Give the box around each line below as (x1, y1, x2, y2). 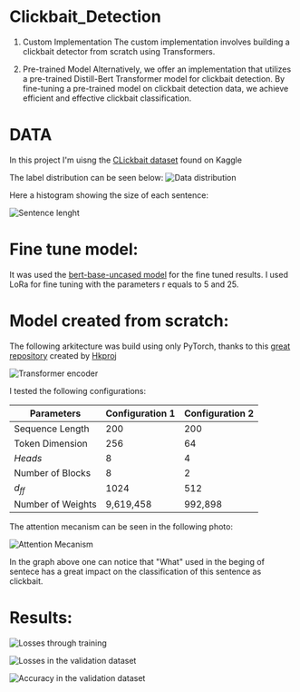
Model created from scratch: (9, 311, 229, 331)
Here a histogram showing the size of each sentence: (9, 189, 208, 201)
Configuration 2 (184, 407, 255, 420)
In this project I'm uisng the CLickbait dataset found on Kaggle (9, 154, 243, 165)
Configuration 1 (105, 407, 176, 420)
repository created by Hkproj (9, 350, 117, 361)
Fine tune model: (9, 239, 139, 260)
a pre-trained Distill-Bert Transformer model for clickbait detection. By (22, 73, 285, 84)
